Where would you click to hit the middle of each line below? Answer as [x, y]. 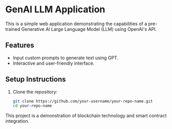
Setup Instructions [36, 79]
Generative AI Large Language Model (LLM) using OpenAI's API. [89, 29]
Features [20, 45]
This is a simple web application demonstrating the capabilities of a [76, 24]
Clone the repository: [35, 91]
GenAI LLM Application [55, 10]
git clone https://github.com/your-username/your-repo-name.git [83, 101]
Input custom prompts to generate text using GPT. [66, 58]
